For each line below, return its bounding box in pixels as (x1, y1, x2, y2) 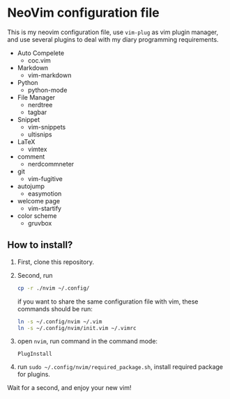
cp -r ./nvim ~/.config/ (17, 284, 90, 292)
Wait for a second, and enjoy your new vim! (7, 384, 132, 392)
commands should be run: (17, 304, 93, 313)
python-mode (27, 86, 68, 94)
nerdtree (27, 100, 53, 109)
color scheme (17, 211, 57, 220)
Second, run (17, 271, 53, 279)
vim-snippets (27, 123, 66, 131)
